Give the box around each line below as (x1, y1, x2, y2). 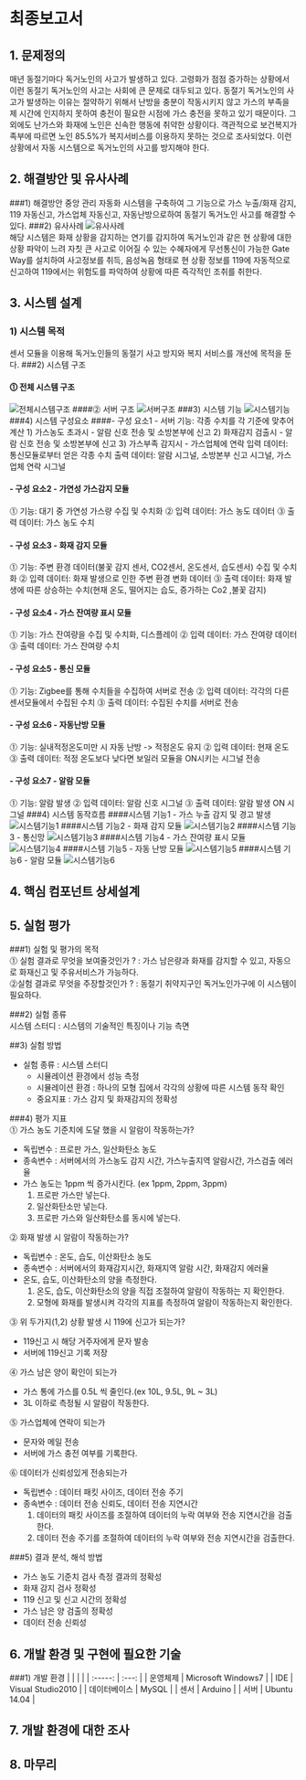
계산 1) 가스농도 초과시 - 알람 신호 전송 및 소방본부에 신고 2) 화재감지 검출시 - (9, 426, 283, 437)
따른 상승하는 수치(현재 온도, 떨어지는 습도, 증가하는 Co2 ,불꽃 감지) (26, 584, 267, 595)
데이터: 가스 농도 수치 (18, 517, 95, 528)
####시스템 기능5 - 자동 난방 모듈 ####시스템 (62, 843, 281, 854)
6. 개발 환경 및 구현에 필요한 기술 (9, 1647, 182, 1662)
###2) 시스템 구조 (21, 358, 87, 370)
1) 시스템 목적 (9, 325, 66, 338)
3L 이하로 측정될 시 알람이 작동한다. (22, 1398, 150, 1409)
